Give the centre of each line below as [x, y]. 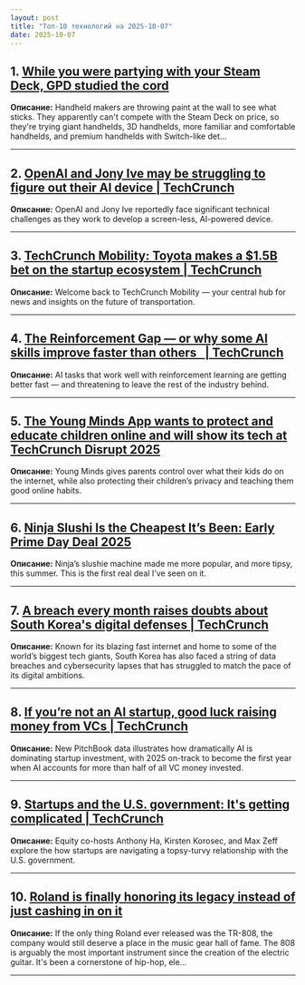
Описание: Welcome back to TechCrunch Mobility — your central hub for [148, 292]
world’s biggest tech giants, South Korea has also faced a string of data [143, 656]
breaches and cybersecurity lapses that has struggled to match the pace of [151, 666]
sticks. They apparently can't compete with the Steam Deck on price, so [145, 117]
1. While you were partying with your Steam [135, 71]
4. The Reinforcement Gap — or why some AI [139, 339]
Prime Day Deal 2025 [71, 542]
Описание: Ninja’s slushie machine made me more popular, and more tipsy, [152, 564]
